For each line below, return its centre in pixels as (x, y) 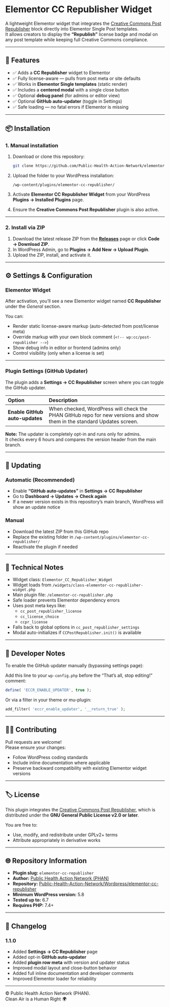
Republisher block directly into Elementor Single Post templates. (72, 28)
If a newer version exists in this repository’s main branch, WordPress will (88, 502)
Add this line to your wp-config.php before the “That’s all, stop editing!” (79, 675)
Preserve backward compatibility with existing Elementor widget (79, 768)
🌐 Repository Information (46, 860)
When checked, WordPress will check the (98, 408)
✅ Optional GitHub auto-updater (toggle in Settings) (67, 101)
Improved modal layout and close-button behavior (65, 968)
